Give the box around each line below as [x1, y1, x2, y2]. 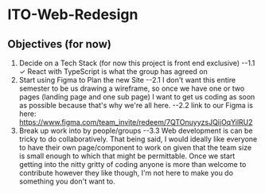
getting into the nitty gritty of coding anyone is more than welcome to [18, 160, 247, 169]
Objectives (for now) [7, 37, 112, 51]
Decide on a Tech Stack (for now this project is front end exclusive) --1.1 [18, 58, 255, 68]
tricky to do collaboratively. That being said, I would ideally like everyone [18, 134, 258, 144]
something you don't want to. [18, 177, 116, 186]
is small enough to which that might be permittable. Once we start [18, 151, 236, 161]
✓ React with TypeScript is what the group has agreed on [18, 67, 208, 76]
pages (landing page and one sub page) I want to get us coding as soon [18, 92, 255, 101]
